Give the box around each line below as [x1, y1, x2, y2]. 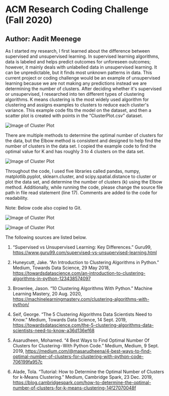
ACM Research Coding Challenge [5, 4, 149, 15]
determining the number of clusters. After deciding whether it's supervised [5, 86, 162, 92]
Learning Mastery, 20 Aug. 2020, [12, 291, 82, 297]
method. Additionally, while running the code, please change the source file [5, 184, 163, 190]
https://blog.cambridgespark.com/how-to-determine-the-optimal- [12, 379, 151, 385]
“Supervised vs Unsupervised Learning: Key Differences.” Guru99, [12, 244, 152, 250]
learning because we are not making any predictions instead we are [5, 80, 147, 86]
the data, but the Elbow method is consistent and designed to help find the [5, 138, 161, 143]
